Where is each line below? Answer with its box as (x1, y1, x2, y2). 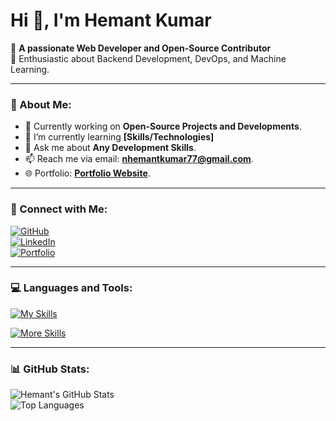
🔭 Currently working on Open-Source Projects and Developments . (24, 120, 302, 133)
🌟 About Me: (10, 97, 72, 111)
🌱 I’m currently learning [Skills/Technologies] (24, 131, 215, 143)
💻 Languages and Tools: (10, 281, 133, 295)
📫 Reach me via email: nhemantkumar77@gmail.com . (24, 153, 254, 165)
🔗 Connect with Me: (10, 202, 108, 216)
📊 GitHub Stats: (10, 362, 90, 376)
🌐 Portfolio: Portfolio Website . (24, 167, 151, 179)
